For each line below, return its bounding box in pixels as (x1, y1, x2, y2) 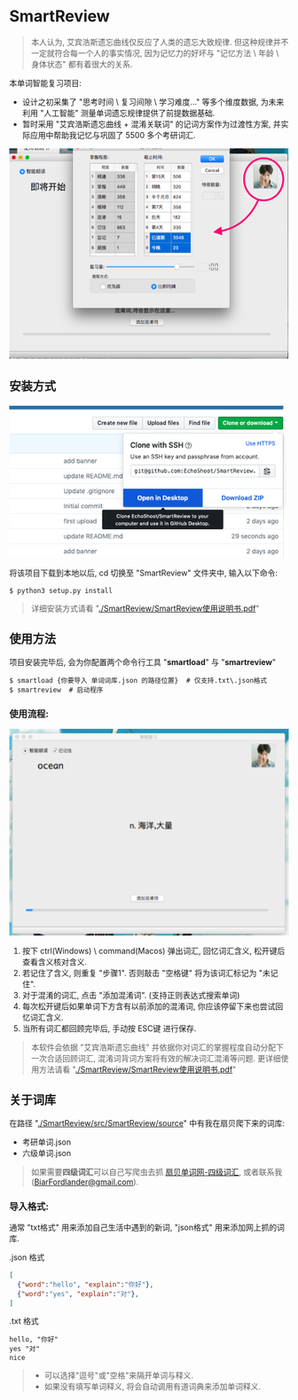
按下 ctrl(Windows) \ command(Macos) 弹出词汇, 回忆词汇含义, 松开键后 (21, 945, 286, 956)
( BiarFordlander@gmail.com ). (30, 1177, 139, 1187)
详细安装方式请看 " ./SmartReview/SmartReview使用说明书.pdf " (30, 603, 260, 614)
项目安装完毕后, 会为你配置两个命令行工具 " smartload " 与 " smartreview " (9, 656, 277, 667)
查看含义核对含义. (21, 956, 87, 967)
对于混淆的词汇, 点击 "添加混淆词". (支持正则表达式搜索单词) (21, 989, 240, 1000)
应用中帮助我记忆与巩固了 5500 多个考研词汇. (29, 129, 196, 140)
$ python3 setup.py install (9, 586, 114, 595)
